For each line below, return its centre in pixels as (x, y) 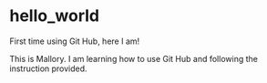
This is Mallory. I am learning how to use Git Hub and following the (133, 58)
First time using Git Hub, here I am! (75, 41)
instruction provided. (49, 68)
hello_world (55, 16)
